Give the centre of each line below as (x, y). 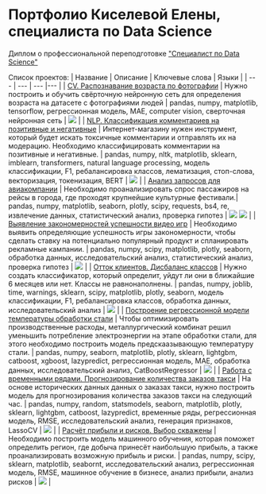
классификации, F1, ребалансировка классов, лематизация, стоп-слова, (131, 171)
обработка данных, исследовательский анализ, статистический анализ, (131, 257)
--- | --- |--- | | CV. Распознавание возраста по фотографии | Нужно (132, 86)
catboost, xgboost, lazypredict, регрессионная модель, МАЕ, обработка (129, 361)
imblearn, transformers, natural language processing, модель (109, 162)
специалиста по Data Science (110, 31)
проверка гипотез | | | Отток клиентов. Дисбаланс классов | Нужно (128, 267)
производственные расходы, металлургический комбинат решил (120, 326)
